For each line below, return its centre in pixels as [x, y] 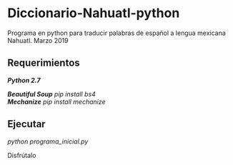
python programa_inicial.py [48, 141]
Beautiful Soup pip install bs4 [52, 94]
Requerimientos [44, 63]
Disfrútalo [22, 155]
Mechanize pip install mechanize [56, 101]
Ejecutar [26, 124]
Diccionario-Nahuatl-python [94, 13]
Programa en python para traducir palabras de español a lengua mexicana [117, 33]
